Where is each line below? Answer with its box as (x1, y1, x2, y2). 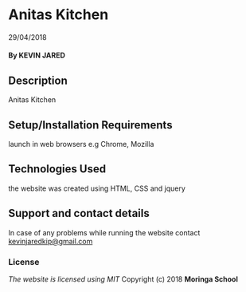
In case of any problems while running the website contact (8, 227, 201, 237)
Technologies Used (8, 162, 106, 176)
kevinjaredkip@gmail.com (8, 236, 93, 246)
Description (8, 73, 68, 87)
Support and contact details (8, 207, 150, 220)
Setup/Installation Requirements (8, 118, 173, 132)
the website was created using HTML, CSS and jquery (8, 183, 185, 193)
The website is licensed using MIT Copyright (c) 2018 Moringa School (8, 274, 239, 284)
